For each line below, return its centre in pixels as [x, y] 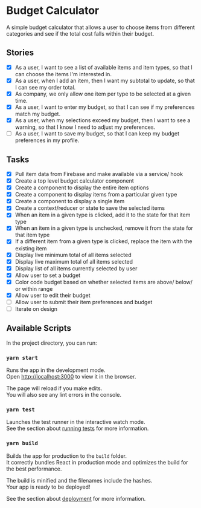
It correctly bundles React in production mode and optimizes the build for [97, 462]
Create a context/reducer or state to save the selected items [90, 208]
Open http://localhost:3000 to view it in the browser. [71, 377]
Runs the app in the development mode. [56, 370]
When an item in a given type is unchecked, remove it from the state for [104, 228]
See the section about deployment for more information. [76, 498]
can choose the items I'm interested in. [63, 74]
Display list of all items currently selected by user [76, 268]
